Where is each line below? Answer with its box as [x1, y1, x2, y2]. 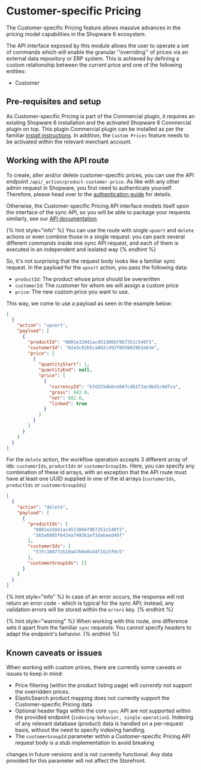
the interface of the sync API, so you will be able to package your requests [6, 208, 191, 215]
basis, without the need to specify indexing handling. [14, 726, 146, 733]
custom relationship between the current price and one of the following [6, 61, 182, 68]
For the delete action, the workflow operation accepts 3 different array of [6, 456, 188, 463]
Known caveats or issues [6, 648, 103, 658]
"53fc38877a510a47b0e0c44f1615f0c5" [32, 549, 125, 555]
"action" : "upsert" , [17, 322, 68, 328]
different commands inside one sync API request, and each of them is [6, 239, 179, 247]
